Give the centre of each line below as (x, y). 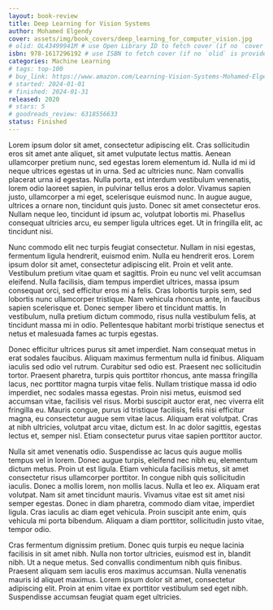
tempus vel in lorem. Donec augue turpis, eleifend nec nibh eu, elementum (133, 460)
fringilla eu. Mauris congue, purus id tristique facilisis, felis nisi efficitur (127, 410)
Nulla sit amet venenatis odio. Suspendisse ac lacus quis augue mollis (125, 451)
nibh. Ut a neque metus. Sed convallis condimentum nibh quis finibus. (125, 562)
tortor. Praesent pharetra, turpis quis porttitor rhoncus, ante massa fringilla (133, 375)
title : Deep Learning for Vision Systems (80, 24)
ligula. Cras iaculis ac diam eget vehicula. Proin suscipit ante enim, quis (128, 512)
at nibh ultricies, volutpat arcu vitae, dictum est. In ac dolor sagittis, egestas (135, 427)
